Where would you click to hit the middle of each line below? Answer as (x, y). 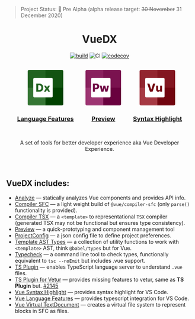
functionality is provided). (46, 210)
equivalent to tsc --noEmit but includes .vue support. (80, 260)
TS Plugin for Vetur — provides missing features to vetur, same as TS (99, 279)
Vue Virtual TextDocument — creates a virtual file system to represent (100, 304)
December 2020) (42, 15)
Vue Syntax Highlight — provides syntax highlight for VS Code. (92, 292)
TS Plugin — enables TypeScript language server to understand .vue (98, 267)
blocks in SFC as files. (42, 311)
